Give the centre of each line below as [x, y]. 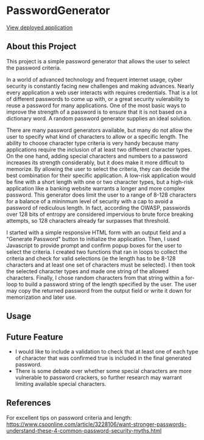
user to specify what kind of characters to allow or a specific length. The [97, 136]
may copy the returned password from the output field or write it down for [99, 290]
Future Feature [35, 337]
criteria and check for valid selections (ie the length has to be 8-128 [91, 258]
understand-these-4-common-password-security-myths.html [84, 430]
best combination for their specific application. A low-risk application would [101, 175]
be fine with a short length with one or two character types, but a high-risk [100, 182]
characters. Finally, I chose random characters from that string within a [95, 278]
